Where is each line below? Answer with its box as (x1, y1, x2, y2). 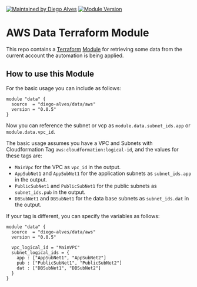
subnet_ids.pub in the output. (14, 189, 86, 196)
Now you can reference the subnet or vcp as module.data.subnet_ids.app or (6, 121, 191, 129)
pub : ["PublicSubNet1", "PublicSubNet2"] (16, 260, 122, 266)
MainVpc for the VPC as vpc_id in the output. (14, 163, 121, 170)
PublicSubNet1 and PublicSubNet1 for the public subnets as (14, 182, 157, 189)
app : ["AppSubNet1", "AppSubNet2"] (16, 255, 107, 260)
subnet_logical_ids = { (11, 249, 69, 256)
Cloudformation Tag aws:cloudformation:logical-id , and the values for (6, 146, 179, 153)
